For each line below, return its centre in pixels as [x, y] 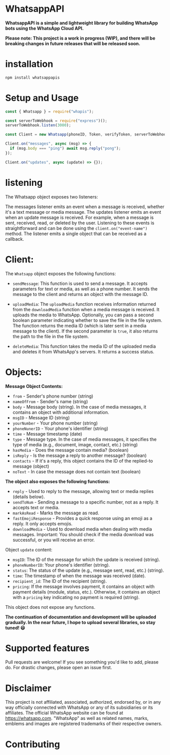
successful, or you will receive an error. [54, 540]
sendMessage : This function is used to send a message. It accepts [80, 283]
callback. [15, 239]
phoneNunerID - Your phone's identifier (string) [60, 428]
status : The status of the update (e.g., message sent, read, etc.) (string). [88, 570]
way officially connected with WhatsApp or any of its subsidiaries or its [79, 708]
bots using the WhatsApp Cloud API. [45, 28]
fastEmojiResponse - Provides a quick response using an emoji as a [82, 518]
